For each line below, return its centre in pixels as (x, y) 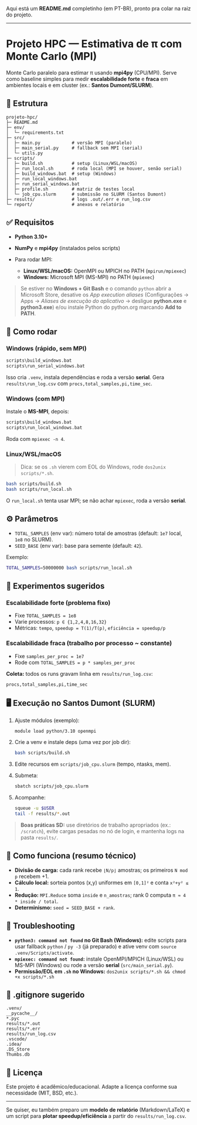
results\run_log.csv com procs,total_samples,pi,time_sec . (79, 383)
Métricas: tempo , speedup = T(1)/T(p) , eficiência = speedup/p (90, 628)
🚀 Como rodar (32, 331)
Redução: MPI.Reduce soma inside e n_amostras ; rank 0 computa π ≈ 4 (100, 895)
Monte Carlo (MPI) (52, 57)
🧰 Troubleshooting (40, 926)
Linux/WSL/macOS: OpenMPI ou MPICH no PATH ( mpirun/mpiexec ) (105, 271)
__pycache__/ (22, 1013)
